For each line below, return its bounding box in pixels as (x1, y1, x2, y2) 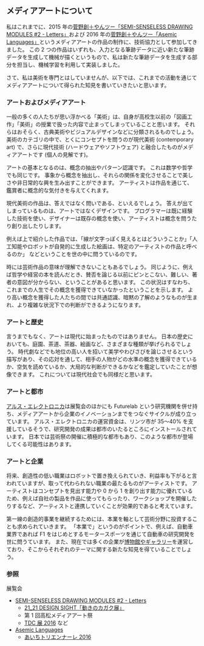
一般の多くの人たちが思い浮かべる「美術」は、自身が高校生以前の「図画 (6, 113, 187, 120)
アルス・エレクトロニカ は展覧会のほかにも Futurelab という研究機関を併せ (6, 403, 192, 410)
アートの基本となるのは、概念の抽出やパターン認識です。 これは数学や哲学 (6, 164, 193, 171)
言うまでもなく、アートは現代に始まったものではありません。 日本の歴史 (6, 333, 188, 340)
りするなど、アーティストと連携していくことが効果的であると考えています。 (6, 503, 196, 509)
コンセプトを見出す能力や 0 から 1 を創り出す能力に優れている (38, 488, 193, 494)
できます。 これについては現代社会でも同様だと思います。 (11, 371, 156, 378)
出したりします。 (22, 222, 65, 229)
